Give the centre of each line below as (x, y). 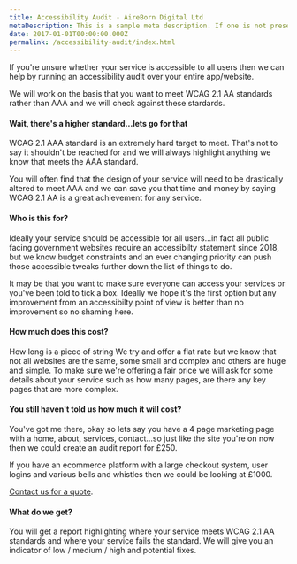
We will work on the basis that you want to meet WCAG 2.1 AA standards (141, 94)
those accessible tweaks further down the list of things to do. (121, 266)
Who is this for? (39, 219)
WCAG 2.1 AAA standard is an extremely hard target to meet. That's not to (144, 143)
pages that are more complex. (64, 389)
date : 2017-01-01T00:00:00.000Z (69, 34)
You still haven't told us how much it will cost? (95, 409)
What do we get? (41, 512)
